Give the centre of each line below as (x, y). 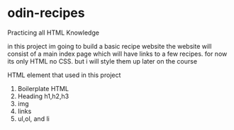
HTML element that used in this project (64, 75)
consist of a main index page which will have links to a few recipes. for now (117, 54)
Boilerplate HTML (43, 88)
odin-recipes (46, 13)
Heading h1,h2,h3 (43, 96)
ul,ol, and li (33, 119)
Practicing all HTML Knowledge (53, 32)
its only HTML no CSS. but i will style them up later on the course (102, 61)
